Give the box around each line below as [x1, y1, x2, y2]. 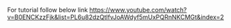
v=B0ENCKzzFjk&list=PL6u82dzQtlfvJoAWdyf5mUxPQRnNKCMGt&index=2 [7, 13, 224, 21]
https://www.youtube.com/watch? [89, 6, 187, 14]
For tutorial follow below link [7, 6, 88, 14]
